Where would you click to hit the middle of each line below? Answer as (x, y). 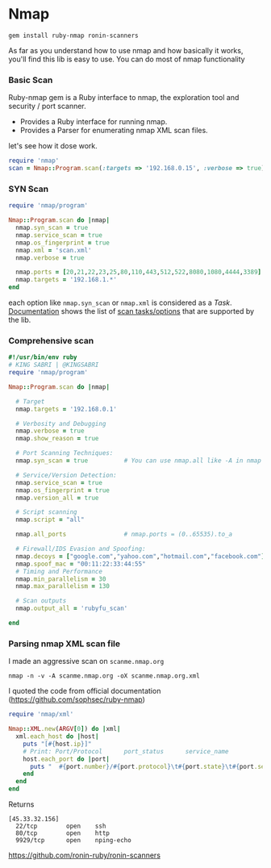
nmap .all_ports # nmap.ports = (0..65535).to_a (124, 534)
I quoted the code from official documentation (85, 691)
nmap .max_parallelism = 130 (63, 586)
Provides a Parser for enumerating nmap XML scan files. (114, 131)
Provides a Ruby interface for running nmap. (94, 122)
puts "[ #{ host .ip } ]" (57, 744)
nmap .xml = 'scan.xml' (54, 250)
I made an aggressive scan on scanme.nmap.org (86, 661)
